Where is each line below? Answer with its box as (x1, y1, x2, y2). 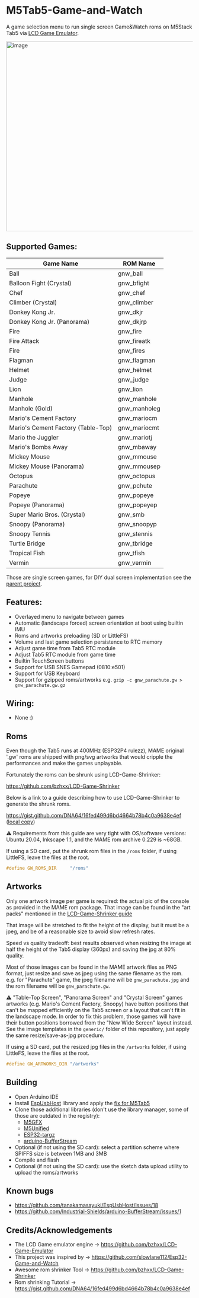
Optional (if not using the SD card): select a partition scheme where (14, 1143, 179, 1151)
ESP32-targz (23, 1131, 55, 1138)
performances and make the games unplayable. (6, 760, 123, 767)
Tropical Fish (9, 549, 46, 557)
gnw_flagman (117, 356, 156, 364)
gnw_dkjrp (117, 317, 147, 326)
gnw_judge (117, 375, 149, 383)
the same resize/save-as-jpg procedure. (6, 1032, 105, 1039)
